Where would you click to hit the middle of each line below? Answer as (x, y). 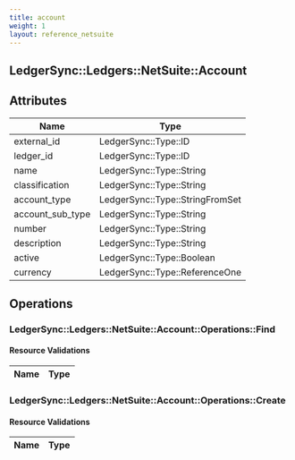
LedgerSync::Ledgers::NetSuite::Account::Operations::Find (142, 329)
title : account (38, 17)
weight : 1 (28, 26)
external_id (37, 141)
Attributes (38, 101)
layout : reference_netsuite (62, 34)
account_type (42, 200)
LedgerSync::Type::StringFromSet (170, 200)
